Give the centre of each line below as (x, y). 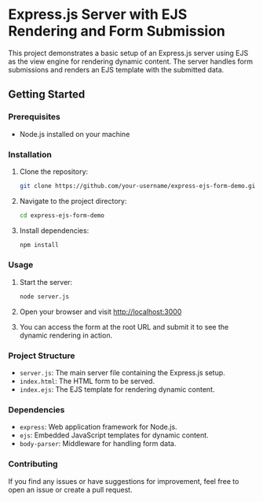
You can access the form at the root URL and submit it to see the (124, 327)
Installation (30, 154)
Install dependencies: (54, 231)
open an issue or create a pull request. (70, 489)
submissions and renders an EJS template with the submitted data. (116, 69)
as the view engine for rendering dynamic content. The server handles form (131, 61)
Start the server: (46, 282)
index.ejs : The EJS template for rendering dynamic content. (117, 389)
